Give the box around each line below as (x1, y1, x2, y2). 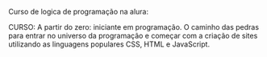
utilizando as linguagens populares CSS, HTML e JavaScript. (8, 39, 211, 49)
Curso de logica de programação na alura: (8, 7, 149, 16)
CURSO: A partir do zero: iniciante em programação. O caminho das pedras (8, 22, 260, 31)
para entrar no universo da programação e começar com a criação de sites (8, 31, 258, 40)
